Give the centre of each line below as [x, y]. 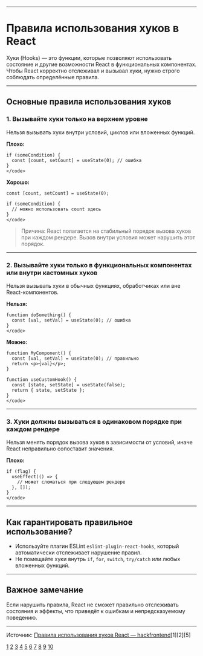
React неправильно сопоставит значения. [60, 449]
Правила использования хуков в [93, 28]
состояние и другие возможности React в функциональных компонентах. [101, 64]
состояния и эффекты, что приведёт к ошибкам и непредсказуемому [96, 611]
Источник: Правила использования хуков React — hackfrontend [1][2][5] [99, 635]
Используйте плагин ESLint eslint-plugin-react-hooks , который [97, 546]
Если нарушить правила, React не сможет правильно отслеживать [93, 605]
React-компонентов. [33, 292]
